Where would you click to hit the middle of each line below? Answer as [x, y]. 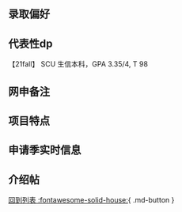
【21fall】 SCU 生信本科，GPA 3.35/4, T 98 [78, 64]
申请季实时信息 [45, 150]
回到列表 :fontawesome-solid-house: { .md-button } [91, 200]
